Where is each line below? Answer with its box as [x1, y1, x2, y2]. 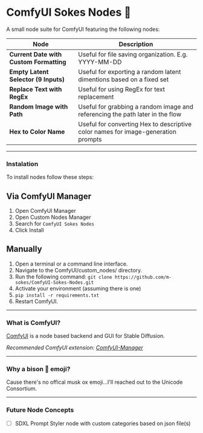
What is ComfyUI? [6, 318, 61, 327]
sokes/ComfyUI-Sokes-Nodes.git [14, 279, 94, 286]
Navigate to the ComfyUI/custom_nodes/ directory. [14, 266, 143, 274]
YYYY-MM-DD [78, 58, 122, 66]
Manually [6, 244, 42, 254]
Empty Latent [9, 67, 49, 76]
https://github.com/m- [114, 274, 172, 280]
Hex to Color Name [9, 127, 65, 136]
